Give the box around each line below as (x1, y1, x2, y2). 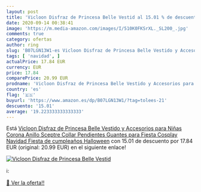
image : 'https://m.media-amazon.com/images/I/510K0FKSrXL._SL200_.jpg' (6, 25, 188, 32)
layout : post (6, 8, 39, 15)
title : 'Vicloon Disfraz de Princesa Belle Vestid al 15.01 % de (6, 14, 172, 20)
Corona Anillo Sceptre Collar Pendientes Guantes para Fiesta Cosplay (6, 131, 178, 138)
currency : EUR (6, 64, 42, 70)
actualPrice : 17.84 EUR (6, 58, 66, 64)
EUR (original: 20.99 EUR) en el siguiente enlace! (6, 144, 127, 151)
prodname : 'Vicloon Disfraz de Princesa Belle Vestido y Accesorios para (6, 81, 194, 87)
